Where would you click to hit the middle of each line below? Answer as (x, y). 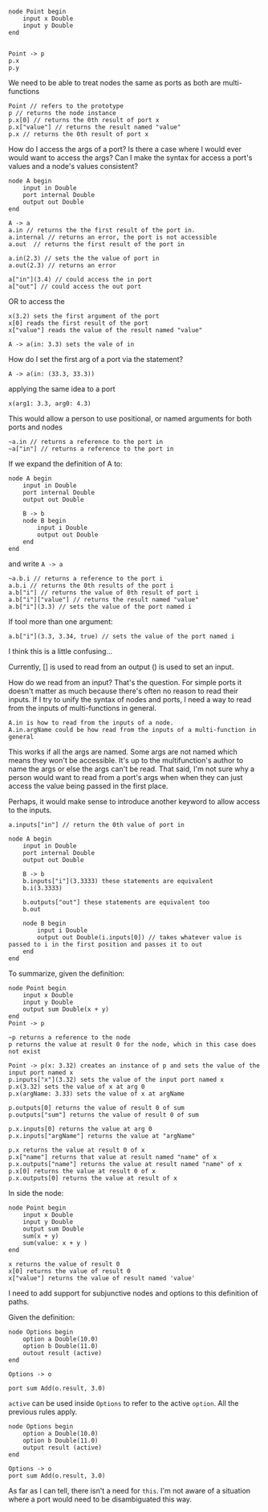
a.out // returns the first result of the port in (96, 244)
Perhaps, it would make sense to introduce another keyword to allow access (134, 801)
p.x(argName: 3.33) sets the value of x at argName (96, 1094)
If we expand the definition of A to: (65, 464)
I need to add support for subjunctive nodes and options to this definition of (133, 1293)
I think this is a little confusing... (61, 651)
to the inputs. (30, 810)
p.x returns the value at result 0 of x (77, 1150)
